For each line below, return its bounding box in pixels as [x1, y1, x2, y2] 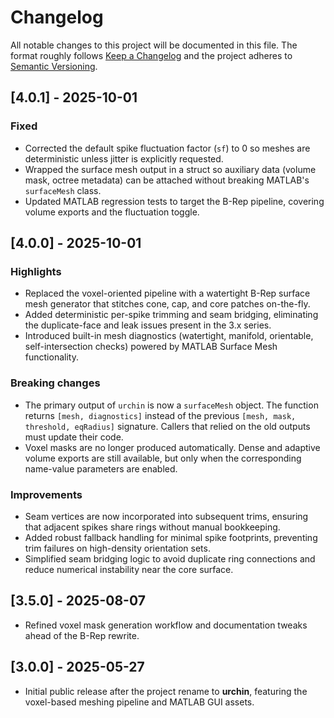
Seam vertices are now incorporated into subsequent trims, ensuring [24, 510, 309, 522]
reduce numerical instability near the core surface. [24, 563, 234, 575]
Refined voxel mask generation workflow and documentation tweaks [24, 619, 308, 631]
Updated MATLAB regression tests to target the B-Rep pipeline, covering [24, 195, 325, 207]
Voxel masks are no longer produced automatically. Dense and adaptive [24, 441, 321, 453]
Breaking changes [10, 376, 101, 390]
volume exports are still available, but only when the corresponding [24, 452, 302, 464]
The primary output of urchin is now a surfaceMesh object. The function [24, 399, 319, 411]
